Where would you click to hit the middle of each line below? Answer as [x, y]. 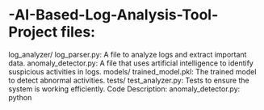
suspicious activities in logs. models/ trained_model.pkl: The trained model [132, 71]
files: [78, 32]
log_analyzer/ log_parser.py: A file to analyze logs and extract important [128, 54]
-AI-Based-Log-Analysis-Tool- [113, 15]
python [20, 97]
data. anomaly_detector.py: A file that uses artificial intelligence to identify [131, 63]
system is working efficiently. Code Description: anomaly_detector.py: [124, 89]
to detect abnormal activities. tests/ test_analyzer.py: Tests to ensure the [129, 80]
